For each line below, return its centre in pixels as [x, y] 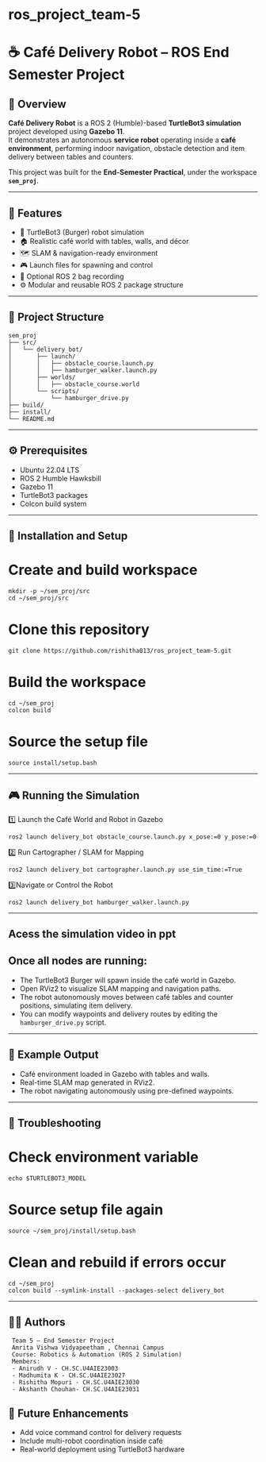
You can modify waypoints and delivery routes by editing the [118, 1013]
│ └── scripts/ [44, 391]
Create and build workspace [103, 570]
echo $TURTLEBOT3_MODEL [47, 1178]
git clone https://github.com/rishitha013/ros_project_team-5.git [120, 650]
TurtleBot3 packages [54, 495]
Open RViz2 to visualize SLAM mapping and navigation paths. [120, 988]
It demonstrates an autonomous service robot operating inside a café [122, 140]
